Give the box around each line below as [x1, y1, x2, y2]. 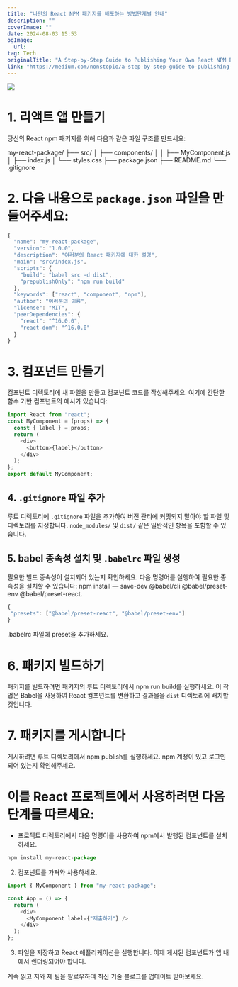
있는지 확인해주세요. [20, 762, 76, 770]
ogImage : [7, 37, 33, 44]
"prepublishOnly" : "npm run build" [20, 278, 125, 285]
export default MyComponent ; [7, 471, 93, 478]
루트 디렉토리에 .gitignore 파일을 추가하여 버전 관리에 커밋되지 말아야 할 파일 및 [7, 512, 230, 520]
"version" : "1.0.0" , [13, 245, 74, 252]
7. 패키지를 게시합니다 [7, 727, 126, 744]
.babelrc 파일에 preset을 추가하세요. [7, 630, 108, 639]
